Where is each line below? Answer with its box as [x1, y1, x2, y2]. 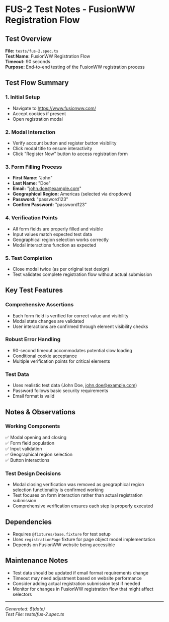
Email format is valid [12, 393, 55, 399]
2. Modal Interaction [5, 128, 56, 135]
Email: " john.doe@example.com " [12, 185, 81, 192]
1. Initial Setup [5, 93, 40, 101]
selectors [12, 591, 32, 597]
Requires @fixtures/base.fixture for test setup [12, 531, 111, 537]
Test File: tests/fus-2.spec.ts [5, 611, 64, 617]
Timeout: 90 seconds [5, 59, 50, 64]
